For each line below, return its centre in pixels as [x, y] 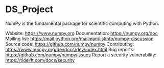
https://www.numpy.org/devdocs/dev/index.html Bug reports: [70, 49]
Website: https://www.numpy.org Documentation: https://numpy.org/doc [81, 33]
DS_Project [29, 9]
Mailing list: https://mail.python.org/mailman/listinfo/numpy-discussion [79, 39]
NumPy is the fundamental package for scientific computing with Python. [82, 23]
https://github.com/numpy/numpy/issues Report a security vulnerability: [81, 55]
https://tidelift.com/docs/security [40, 60]
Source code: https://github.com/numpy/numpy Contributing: [70, 44]
